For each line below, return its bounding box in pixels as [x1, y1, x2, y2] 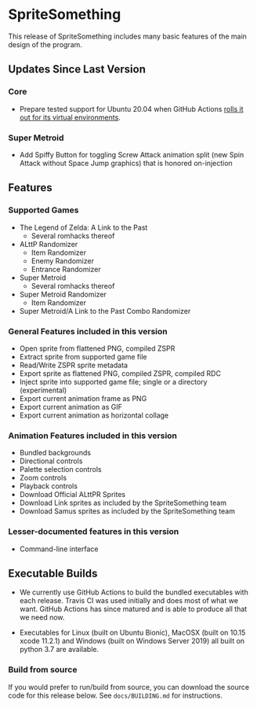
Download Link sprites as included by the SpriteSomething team [19, 498, 227, 508]
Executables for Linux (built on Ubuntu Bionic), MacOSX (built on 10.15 [19, 628, 246, 638]
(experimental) [19, 385, 67, 395]
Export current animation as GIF [19, 402, 123, 411]
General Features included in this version [8, 326, 168, 337]
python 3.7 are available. [19, 645, 100, 654]
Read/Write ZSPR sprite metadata [19, 360, 128, 370]
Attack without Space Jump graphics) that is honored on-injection [19, 158, 233, 168]
